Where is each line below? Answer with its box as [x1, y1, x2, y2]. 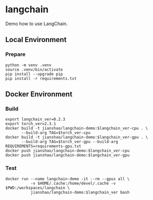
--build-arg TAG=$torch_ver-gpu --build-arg [21, 139, 118, 145]
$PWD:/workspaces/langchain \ [5, 185, 70, 190]
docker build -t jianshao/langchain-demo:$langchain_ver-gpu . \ [5, 135, 148, 140]
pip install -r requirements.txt [5, 76, 77, 81]
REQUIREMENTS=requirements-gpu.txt [5, 144, 82, 149]
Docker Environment [5, 90, 73, 98]
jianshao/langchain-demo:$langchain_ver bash [30, 190, 130, 195]
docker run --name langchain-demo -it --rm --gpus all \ [5, 176, 130, 182]
